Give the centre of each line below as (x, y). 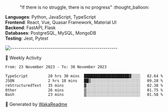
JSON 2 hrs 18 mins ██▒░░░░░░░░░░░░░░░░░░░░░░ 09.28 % (84, 81)
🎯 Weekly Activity (23, 58)
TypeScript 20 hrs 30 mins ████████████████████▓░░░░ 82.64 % (84, 76)
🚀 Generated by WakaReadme (36, 104)
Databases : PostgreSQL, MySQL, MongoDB (51, 33)
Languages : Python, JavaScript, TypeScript (51, 17)
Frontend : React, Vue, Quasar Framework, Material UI (61, 22)
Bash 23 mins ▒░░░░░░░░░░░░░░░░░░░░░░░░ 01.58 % (84, 95)
